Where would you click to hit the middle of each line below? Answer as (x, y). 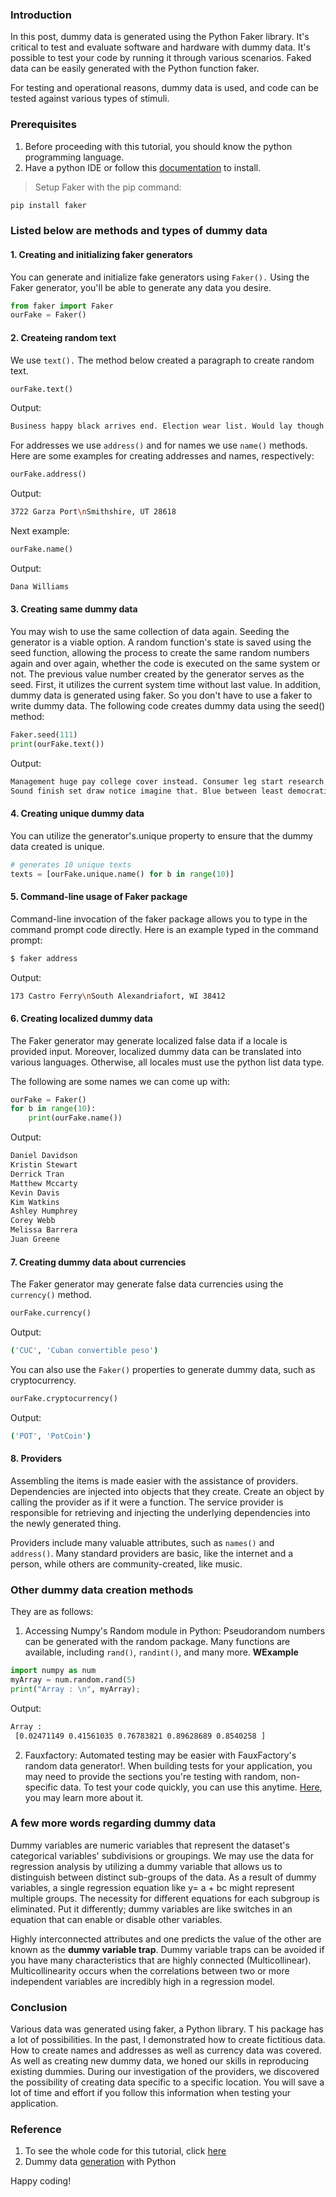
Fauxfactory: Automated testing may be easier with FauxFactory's (160, 1755)
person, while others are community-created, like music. (126, 1564)
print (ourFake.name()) (75, 1118)
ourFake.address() (48, 474)
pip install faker (48, 205)
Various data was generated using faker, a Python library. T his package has (167, 2029)
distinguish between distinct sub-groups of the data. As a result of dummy (163, 1877)
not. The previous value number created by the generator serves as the (157, 674)
